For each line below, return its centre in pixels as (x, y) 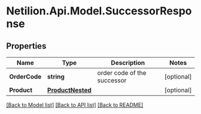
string (56, 76)
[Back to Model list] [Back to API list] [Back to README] (75, 105)
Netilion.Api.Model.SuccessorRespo (99, 11)
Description (128, 63)
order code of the (122, 73)
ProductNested (69, 90)
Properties (26, 46)
